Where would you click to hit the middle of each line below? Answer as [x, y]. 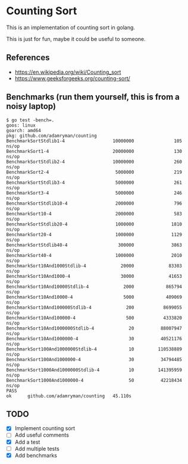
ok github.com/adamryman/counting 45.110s [69, 396]
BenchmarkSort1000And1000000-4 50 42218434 [94, 380]
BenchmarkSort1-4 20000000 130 [94, 151]
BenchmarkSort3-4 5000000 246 [94, 193]
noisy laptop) [31, 106]
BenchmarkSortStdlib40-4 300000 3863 [94, 245]
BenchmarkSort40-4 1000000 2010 [94, 255]
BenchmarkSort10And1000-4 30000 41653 [94, 276]
